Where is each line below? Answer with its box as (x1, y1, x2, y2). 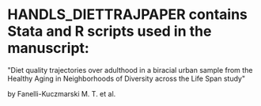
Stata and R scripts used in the (7, 22, 212, 40)
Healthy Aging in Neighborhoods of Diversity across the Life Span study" (7, 74, 246, 83)
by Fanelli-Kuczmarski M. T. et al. (7, 89, 116, 98)
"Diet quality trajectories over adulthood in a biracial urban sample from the (7, 65, 253, 74)
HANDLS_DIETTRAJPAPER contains (7, 6, 248, 24)
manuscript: (7, 40, 90, 57)
